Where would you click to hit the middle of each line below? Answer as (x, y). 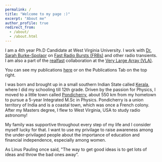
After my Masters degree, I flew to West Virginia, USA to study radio (73, 110)
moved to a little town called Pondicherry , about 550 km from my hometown (81, 94)
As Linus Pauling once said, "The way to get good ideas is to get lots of (76, 149)
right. (10, 75)
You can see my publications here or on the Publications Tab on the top (76, 70)
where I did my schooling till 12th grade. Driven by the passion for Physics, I (80, 89)
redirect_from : (20, 28)
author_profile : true (27, 23)
